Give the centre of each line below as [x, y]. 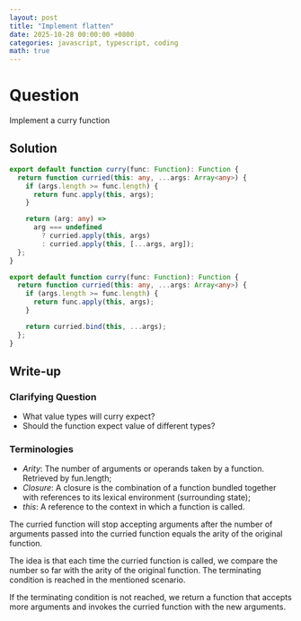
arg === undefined [67, 227]
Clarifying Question [53, 396]
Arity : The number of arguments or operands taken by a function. [143, 469]
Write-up [35, 371]
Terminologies [41, 449]
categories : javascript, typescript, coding [94, 43]
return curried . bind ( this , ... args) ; [96, 326]
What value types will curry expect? [89, 417]
